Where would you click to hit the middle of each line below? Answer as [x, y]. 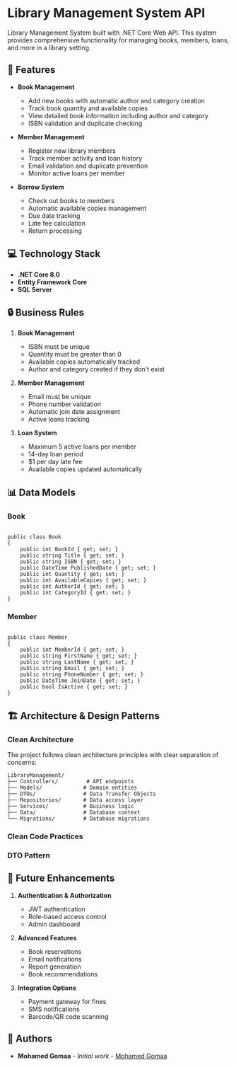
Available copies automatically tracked [84, 362]
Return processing [55, 231]
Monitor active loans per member [76, 173]
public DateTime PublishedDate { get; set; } [88, 568]
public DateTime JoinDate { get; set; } [80, 681]
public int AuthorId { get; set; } [72, 587]
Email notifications [55, 959]
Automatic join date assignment [74, 412]
